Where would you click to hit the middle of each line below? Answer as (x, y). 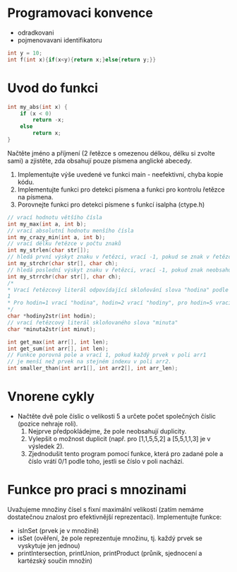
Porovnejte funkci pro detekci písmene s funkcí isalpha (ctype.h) (111, 204)
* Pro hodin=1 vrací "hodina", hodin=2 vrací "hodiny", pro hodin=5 (110, 303)
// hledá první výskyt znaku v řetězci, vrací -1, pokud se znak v (109, 257)
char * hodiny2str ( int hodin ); (52, 316)
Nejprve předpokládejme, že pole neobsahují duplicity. (107, 431)
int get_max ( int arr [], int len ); (58, 342)
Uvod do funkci (53, 88)
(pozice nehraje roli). (48, 424)
